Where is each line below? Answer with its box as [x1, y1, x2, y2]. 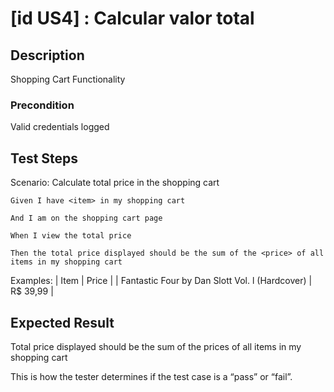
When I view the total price [10, 231, 132, 241]
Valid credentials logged [10, 121, 110, 133]
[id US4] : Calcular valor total [10, 7, 255, 30]
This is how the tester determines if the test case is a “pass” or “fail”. [10, 370, 293, 382]
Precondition [10, 98, 75, 112]
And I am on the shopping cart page [10, 213, 163, 224]
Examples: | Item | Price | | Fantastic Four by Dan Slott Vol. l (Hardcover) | [10, 275, 313, 287]
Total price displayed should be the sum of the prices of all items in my [10, 340, 302, 352]
